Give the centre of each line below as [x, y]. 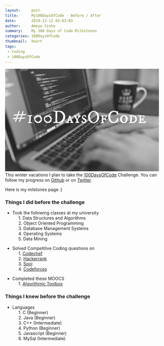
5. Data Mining [33, 239]
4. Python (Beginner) [39, 328]
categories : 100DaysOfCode [32, 36]
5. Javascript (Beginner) [42, 333]
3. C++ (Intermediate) [40, 323]
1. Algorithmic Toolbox [41, 284]
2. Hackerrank [33, 259]
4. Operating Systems [40, 234]
